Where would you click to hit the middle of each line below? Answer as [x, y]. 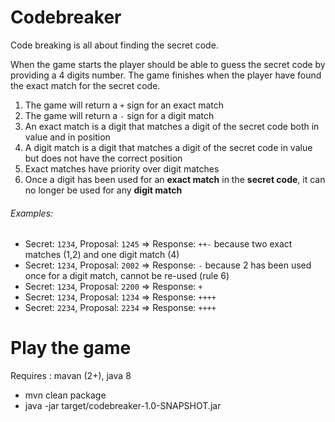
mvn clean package [65, 395]
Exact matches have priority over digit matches [122, 168]
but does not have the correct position [103, 158]
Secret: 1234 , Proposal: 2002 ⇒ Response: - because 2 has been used [168, 265]
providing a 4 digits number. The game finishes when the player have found [166, 75]
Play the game [71, 348]
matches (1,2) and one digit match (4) [102, 255]
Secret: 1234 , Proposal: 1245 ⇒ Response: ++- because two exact [158, 244]
